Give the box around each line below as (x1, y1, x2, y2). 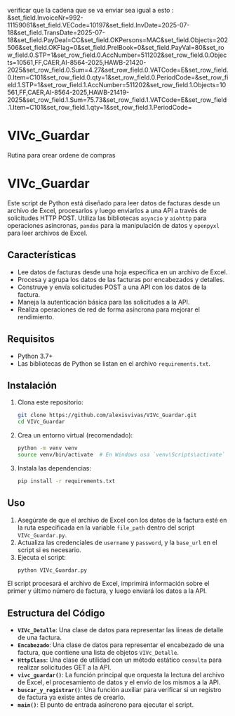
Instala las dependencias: (17, 464, 91, 472)
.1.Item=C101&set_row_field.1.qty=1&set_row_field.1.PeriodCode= (7, 103, 192, 111)
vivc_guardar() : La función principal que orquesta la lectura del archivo (17, 671, 224, 679)
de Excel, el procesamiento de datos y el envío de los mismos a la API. (17, 678, 221, 686)
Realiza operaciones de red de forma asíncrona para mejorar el (17, 305, 200, 314)
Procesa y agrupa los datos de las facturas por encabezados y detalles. (17, 275, 225, 283)
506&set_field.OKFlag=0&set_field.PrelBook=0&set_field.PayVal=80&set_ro (7, 44, 224, 51)
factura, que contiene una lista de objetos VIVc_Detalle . (17, 648, 179, 657)
